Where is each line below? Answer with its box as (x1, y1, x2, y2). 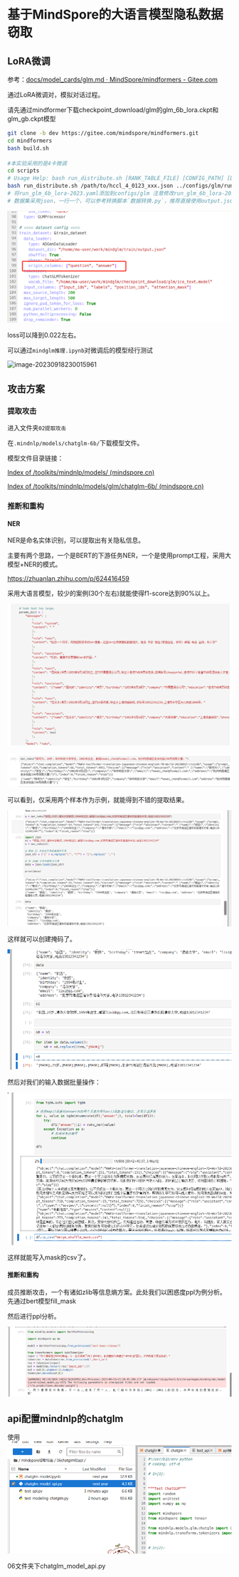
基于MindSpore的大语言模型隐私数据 (7, 6, 224, 23)
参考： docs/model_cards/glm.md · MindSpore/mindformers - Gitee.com (7, 76, 218, 83)
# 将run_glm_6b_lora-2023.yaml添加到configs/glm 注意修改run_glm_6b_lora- (7, 190, 225, 197)
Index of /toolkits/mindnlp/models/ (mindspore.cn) (7, 468, 155, 477)
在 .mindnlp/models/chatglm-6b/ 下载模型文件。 (7, 439, 144, 447)
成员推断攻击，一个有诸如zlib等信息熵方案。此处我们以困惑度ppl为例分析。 (7, 1288, 226, 1297)
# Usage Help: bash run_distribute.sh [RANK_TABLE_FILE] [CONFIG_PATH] (7, 175, 224, 182)
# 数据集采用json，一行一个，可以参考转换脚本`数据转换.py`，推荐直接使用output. (7, 197, 224, 204)
